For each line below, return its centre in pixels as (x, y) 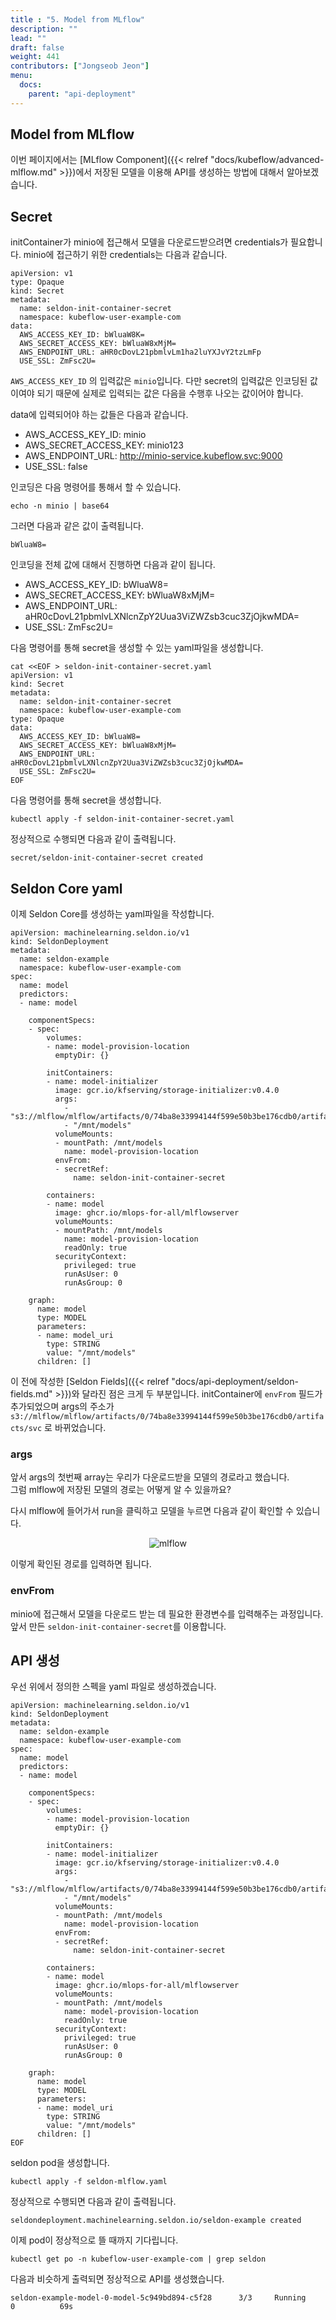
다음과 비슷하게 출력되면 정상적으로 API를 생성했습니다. (117, 2279)
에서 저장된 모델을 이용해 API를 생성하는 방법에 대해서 (180, 172)
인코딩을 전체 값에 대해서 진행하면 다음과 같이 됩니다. (113, 565)
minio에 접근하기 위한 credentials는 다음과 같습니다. (125, 255)
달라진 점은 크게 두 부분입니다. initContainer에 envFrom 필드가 (202, 1394)
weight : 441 (35, 57)
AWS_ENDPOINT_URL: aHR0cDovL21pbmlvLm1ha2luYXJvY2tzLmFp (140, 352)
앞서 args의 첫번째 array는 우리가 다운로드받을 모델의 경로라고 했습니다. (150, 1477)
